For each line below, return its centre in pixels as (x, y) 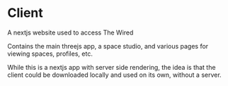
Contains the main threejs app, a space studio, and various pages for (108, 46)
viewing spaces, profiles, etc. (50, 54)
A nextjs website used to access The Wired (70, 32)
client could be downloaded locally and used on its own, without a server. (114, 75)
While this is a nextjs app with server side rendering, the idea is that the (112, 67)
